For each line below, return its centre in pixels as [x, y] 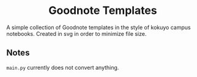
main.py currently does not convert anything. [63, 67]
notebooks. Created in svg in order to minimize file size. [76, 33]
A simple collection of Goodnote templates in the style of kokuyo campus [98, 27]
